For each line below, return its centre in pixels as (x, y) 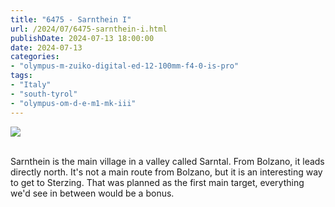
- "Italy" (31, 85)
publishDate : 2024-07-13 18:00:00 (82, 38)
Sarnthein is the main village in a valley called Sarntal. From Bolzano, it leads (167, 161)
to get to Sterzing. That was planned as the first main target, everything (157, 182)
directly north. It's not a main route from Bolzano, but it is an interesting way (166, 172)
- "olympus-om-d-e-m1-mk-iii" (73, 103)
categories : (35, 57)
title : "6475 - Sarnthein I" (71, 19)
